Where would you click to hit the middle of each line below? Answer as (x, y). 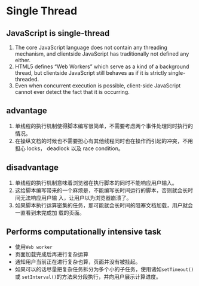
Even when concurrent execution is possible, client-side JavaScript (98, 86)
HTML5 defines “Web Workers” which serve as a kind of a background (102, 66)
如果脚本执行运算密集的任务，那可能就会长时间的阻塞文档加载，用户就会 (104, 205)
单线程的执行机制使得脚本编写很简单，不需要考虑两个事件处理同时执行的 (104, 126)
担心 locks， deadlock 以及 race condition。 (69, 148)
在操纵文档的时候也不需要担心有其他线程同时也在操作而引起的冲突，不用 (104, 141)
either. (23, 60)
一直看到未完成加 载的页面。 (50, 212)
